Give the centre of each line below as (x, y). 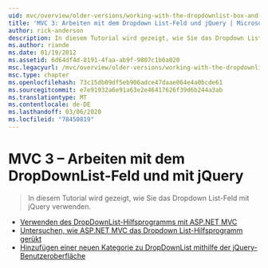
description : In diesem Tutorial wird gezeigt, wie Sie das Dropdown (126, 38)
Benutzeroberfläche (53, 255)
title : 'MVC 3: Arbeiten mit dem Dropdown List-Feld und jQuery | (121, 23)
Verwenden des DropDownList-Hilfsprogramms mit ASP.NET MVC (128, 222)
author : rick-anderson (46, 30)
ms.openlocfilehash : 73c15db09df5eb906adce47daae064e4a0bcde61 (116, 82)
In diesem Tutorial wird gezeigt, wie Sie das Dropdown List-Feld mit (138, 198)
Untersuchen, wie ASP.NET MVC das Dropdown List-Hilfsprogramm (131, 230)
